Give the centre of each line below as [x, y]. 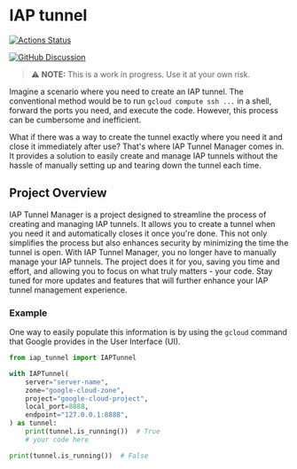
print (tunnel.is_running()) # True [93, 432]
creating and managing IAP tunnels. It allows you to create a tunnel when [142, 223]
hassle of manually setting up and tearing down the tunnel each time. [135, 165]
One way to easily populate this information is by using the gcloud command [148, 332]
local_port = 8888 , [57, 407]
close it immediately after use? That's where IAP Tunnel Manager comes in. [147, 146]
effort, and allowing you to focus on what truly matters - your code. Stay [141, 270]
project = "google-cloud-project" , [87, 399]
